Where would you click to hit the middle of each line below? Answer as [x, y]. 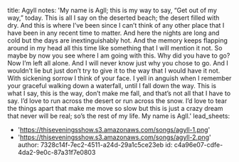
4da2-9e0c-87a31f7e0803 [57, 152]
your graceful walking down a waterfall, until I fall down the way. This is [112, 86]
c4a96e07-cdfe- [198, 145]
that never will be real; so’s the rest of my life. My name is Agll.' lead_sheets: [118, 116]
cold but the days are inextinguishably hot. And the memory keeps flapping [117, 40]
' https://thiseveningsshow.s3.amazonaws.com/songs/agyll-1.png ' [114, 130]
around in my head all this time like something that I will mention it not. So [115, 48]
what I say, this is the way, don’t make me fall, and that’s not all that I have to [119, 93]
